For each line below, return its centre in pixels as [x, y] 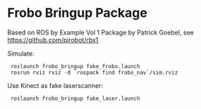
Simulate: [21, 53]
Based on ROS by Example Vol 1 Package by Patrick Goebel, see [100, 32]
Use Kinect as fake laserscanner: [55, 85]
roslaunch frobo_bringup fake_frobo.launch [75, 66]
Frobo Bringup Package [78, 13]
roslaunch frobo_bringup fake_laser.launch [75, 98]
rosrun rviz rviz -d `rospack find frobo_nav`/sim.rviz [94, 72]
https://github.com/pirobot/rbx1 [53, 39]
